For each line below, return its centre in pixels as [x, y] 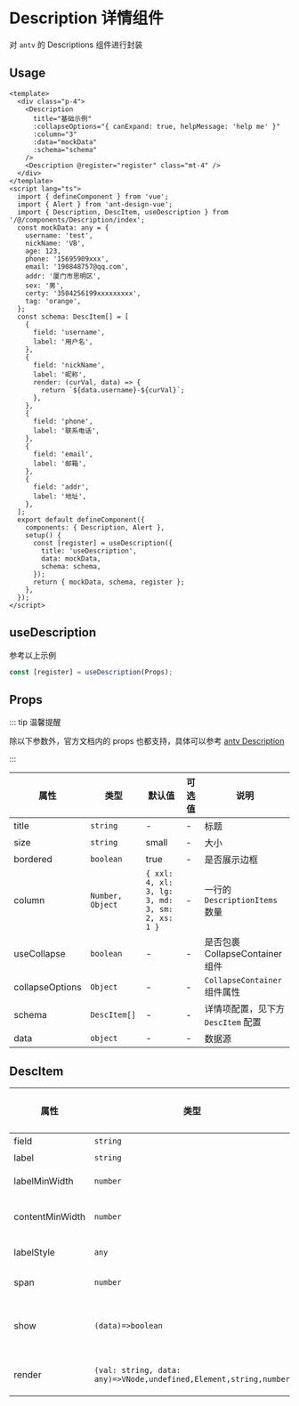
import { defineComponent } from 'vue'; [93, 197]
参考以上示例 [32, 655]
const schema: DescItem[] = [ [73, 317]
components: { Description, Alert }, [95, 527]
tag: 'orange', [53, 301]
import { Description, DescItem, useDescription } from [123, 212]
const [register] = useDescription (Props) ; [91, 672]
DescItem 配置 [233, 1022]
